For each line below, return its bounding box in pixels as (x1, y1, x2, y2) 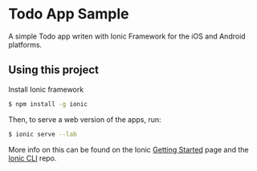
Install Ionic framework (8, 84, 84, 94)
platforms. (8, 39, 43, 49)
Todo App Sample (8, 5, 130, 23)
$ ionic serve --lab (8, 130, 78, 138)
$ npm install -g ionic (8, 100, 88, 108)
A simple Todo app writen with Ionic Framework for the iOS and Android (8, 31, 247, 41)
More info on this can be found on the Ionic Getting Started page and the (8, 145, 249, 154)
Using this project (8, 63, 99, 77)
